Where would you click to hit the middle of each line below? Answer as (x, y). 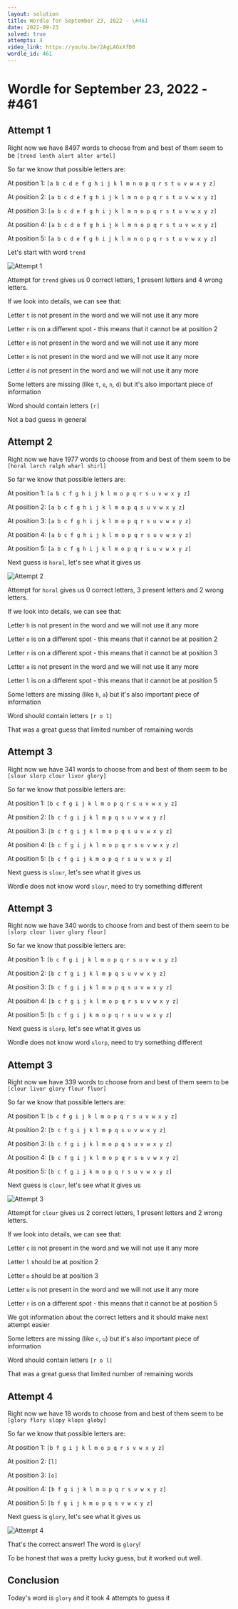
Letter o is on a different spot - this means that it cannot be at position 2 (113, 639)
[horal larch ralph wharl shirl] (57, 466)
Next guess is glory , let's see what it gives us (74, 1516)
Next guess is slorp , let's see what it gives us (74, 1029)
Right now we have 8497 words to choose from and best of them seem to (115, 148)
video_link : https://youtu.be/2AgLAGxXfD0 (71, 47)
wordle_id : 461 (30, 54)
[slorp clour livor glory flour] (57, 932)
